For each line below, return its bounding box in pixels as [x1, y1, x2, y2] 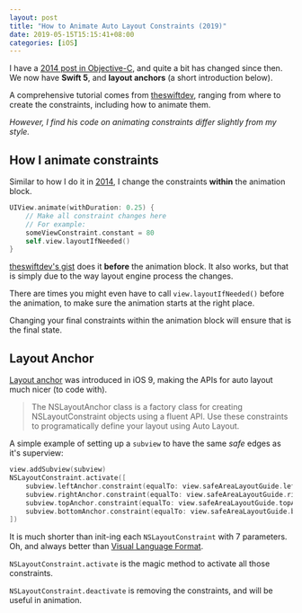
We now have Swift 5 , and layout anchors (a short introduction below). [9, 73, 273, 84]
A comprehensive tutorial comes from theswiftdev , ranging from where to [9, 90, 281, 101]
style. [9, 127, 30, 138]
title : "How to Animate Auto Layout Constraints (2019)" [9, 22, 227, 31]
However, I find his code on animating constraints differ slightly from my [9, 117, 277, 128]
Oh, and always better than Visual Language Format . [9, 541, 204, 552]
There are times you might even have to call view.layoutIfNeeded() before [9, 289, 285, 299]
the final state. [9, 324, 63, 335]
